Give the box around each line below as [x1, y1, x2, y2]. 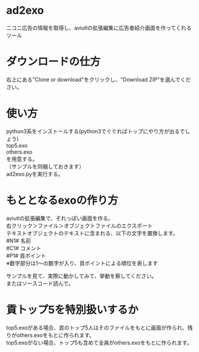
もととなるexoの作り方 [6, 194, 118, 207]
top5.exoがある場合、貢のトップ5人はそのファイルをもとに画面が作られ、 [6, 324, 188, 331]
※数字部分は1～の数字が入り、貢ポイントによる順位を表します [6, 259, 158, 267]
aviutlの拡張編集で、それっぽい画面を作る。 [6, 214, 114, 222]
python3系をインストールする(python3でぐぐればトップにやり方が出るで [6, 127, 185, 135]
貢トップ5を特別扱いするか [6, 303, 139, 317]
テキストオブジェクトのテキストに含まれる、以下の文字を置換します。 [6, 229, 178, 237]
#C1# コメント [6, 244, 42, 252]
